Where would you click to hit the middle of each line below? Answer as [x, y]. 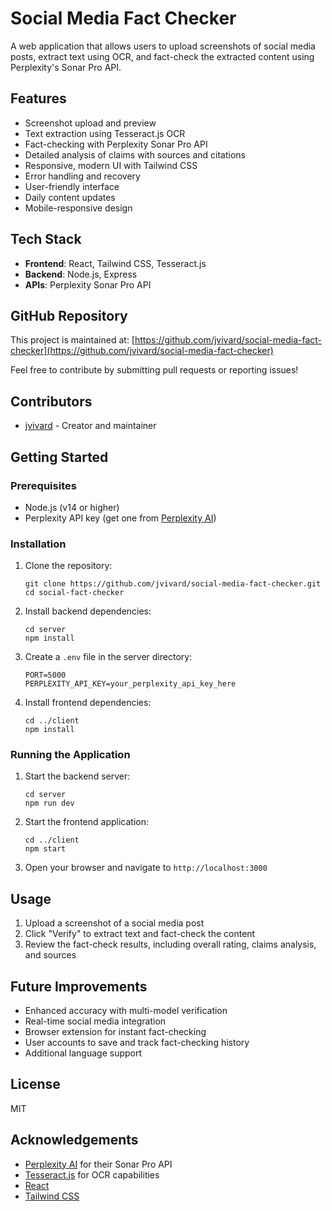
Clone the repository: [68, 566]
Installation [38, 544]
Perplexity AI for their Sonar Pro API [98, 1164]
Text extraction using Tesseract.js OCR [105, 133]
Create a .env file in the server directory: [108, 657]
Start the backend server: [77, 776]
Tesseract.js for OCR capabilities [92, 1174]
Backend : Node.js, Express [81, 274]
